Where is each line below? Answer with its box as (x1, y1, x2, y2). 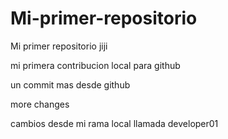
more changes (10, 98, 70, 110)
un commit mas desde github (10, 78, 131, 91)
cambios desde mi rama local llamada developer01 (10, 117, 219, 129)
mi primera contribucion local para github (10, 59, 181, 71)
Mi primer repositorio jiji (10, 40, 108, 52)
